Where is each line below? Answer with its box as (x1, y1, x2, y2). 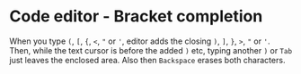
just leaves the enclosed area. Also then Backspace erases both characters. (9, 54, 286, 65)
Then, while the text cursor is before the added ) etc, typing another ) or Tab (9, 45, 293, 55)
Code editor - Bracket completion (9, 6, 263, 27)
